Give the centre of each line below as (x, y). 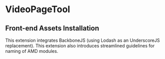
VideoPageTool (38, 9)
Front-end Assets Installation (52, 28)
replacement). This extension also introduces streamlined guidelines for (80, 46)
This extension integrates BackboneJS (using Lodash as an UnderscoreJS (83, 40)
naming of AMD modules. (32, 51)
